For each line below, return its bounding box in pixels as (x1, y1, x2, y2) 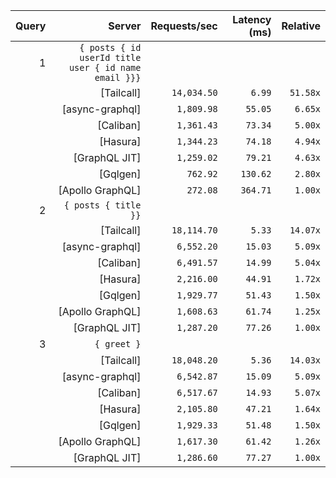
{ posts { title (63, 200, 142, 211)
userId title (79, 52, 142, 63)
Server (108, 19, 142, 33)
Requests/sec (150, 19, 218, 33)
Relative (281, 19, 321, 33)
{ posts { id (79, 42, 142, 53)
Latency (232, 13, 272, 26)
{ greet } (94, 339, 142, 349)
